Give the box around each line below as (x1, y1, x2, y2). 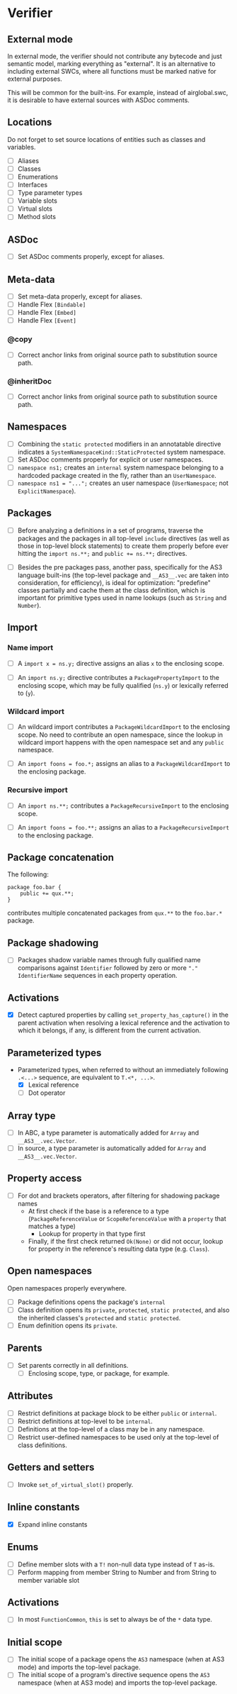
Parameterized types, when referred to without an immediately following (17, 1066, 229, 1074)
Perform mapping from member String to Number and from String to (17, 1568, 217, 1576)
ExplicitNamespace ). (17, 487, 76, 496)
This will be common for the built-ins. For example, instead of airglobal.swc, (7, 89, 229, 96)
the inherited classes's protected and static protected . (17, 1313, 181, 1322)
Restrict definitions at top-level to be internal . (17, 1417, 154, 1425)
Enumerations (17, 172, 59, 181)
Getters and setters (7, 1461, 95, 1473)
